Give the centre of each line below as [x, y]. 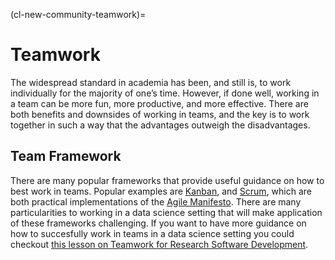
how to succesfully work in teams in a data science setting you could [152, 233]
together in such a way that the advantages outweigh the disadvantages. [160, 125]
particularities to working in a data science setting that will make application [166, 212]
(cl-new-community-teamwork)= [78, 14]
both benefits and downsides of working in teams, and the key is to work [160, 114]
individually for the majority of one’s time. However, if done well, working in [165, 93]
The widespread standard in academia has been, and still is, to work [151, 82]
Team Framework [66, 156]
